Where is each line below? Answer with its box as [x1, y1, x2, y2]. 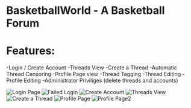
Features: [6, 44, 55, 58]
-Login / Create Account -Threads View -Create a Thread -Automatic [6, 64, 178, 71]
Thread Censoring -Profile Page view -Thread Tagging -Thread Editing [6, 71, 181, 78]
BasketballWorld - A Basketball [6, 4, 165, 17]
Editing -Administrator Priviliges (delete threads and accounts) [23, 77, 179, 84]
